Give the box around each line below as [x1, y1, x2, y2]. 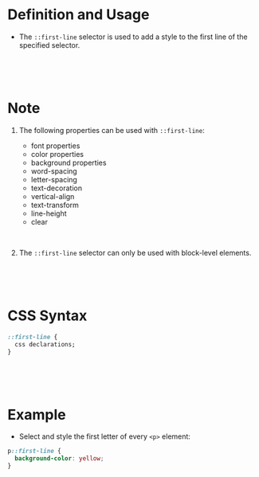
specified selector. [18, 40, 80, 49]
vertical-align [30, 191, 75, 201]
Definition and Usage [7, 6, 150, 24]
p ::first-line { [7, 448, 61, 455]
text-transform [30, 200, 79, 209]
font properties [30, 141, 80, 151]
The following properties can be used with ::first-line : [18, 125, 205, 135]
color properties [30, 149, 84, 158]
